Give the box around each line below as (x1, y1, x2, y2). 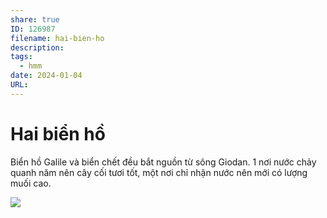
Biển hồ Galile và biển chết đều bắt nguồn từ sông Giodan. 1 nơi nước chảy (10, 156, 317, 168)
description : (10, 42, 65, 53)
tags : (10, 52, 33, 62)
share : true (10, 14, 60, 25)
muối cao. (10, 177, 52, 189)
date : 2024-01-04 (10, 71, 83, 81)
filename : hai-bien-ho (10, 33, 105, 43)
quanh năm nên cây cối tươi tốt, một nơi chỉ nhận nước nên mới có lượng (10, 166, 308, 178)
